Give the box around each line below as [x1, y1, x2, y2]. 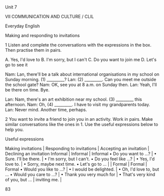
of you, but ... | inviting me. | [5, 177, 62, 182]
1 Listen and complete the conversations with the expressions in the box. [5, 42, 152, 48]
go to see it [5, 62, 28, 67]
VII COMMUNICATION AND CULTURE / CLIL [5, 14, 94, 19]
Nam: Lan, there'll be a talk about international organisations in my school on [5, 71, 160, 77]
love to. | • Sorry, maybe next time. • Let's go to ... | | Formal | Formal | [5, 161, 147, 167]
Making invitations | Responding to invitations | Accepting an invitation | [5, 146, 149, 151]
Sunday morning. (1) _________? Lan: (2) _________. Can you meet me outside [5, 77, 157, 82]
